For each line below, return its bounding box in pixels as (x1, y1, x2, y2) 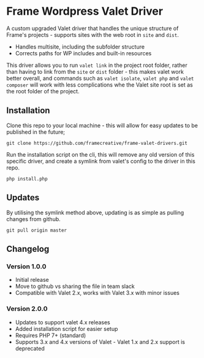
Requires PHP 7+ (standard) (15, 332, 86, 339)
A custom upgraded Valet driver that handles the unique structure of (6, 25, 179, 32)
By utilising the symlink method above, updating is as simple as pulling (6, 209, 184, 216)
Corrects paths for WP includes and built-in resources (15, 49, 152, 56)
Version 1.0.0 (6, 262, 47, 271)
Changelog (6, 244, 50, 254)
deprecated (15, 344, 45, 352)
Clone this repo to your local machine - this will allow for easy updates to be (6, 122, 198, 129)
